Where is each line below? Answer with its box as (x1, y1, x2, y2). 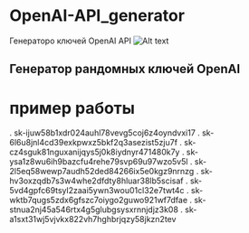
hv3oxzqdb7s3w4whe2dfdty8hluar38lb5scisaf (9, 175, 184, 186)
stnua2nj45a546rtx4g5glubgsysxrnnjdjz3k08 (9, 204, 179, 215)
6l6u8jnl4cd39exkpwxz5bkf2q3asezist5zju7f (9, 137, 178, 148)
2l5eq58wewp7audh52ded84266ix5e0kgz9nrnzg (9, 166, 195, 177)
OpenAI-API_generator (9, 5, 186, 26)
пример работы (9, 98, 136, 118)
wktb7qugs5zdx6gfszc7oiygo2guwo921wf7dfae (9, 195, 188, 206)
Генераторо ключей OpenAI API (9, 35, 131, 46)
